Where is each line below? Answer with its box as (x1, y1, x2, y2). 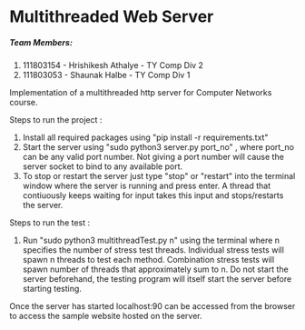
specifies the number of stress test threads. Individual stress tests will (22, 245, 284, 255)
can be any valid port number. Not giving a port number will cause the (22, 152, 284, 163)
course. (9, 97, 38, 108)
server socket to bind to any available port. (22, 161, 183, 172)
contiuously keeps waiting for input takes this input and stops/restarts (22, 190, 284, 201)
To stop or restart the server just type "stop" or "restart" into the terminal (22, 171, 296, 182)
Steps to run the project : (9, 115, 103, 125)
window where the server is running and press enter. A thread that (22, 180, 271, 192)
